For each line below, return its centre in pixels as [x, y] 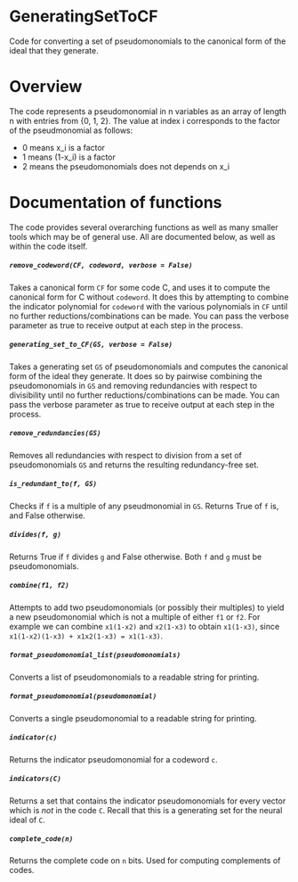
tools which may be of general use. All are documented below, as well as [142, 236]
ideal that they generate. [54, 50]
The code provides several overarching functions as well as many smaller [144, 227]
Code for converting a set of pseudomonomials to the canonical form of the [148, 41]
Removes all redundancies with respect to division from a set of [126, 455]
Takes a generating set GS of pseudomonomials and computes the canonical [149, 367]
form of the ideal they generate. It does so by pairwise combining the [136, 375]
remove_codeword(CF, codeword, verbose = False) [101, 266]
